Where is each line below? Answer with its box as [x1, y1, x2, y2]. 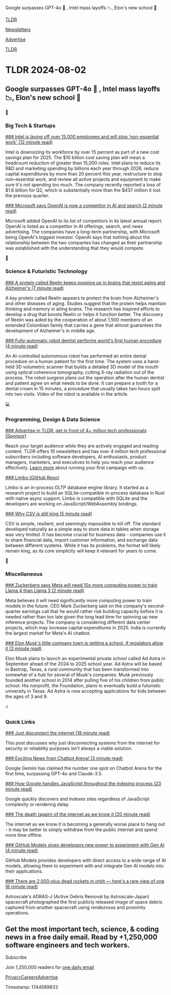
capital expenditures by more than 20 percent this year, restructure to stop [5, 171, 163, 177]
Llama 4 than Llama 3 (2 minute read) [5, 587, 84, 594]
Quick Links [5, 718, 35, 726]
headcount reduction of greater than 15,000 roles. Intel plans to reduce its [5, 160, 161, 166]
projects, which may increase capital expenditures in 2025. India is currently [5, 625, 166, 631]
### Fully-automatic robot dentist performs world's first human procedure [5, 337, 162, 344]
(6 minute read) [5, 883, 38, 890]
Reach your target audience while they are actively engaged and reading [5, 442, 159, 449]
